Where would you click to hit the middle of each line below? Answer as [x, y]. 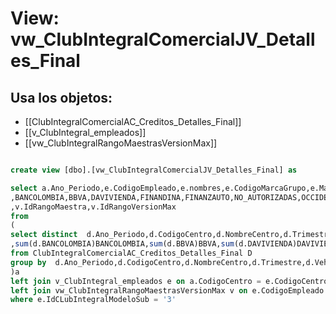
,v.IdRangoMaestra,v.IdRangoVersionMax [93, 207]
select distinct [44, 235]
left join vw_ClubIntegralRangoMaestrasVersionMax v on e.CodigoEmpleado [167, 290]
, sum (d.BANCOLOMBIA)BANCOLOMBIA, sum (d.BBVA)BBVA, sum [122, 244]
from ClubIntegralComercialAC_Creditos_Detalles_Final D [131, 253]
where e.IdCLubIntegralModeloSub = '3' [93, 300]
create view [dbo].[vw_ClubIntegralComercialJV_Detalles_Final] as [154, 170]
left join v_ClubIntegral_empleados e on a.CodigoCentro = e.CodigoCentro [169, 281]
